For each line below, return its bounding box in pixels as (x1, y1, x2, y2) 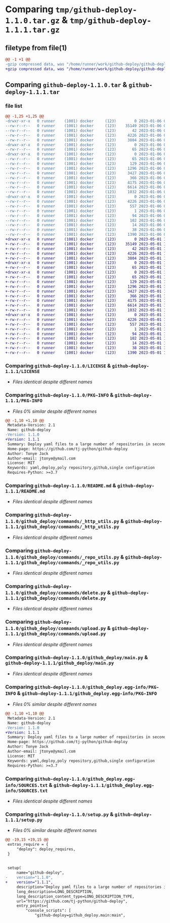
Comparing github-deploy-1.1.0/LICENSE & (5, 362, 111, 369)
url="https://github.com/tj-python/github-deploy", (16, 899, 128, 904)
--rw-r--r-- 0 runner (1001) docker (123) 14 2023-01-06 (5, 223, 162, 228)
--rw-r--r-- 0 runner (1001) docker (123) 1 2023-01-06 (5, 208, 162, 213)
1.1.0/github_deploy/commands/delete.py (5, 590, 106, 596)
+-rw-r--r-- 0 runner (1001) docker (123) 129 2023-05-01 (5, 279, 162, 284)
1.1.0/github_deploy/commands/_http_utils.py (5, 518, 120, 525)
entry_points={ (16, 903, 49, 908)
